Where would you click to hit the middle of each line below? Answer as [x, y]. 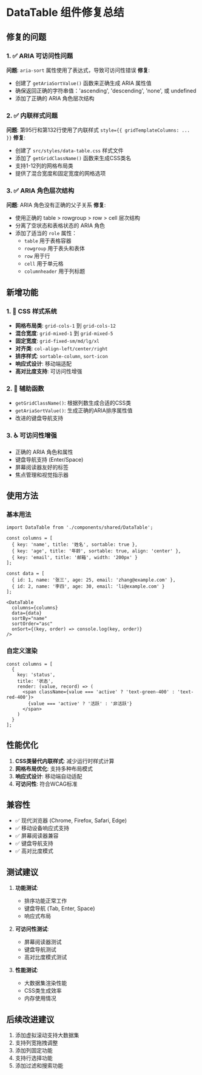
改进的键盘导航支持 [39, 418]
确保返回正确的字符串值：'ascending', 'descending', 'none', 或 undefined [106, 90]
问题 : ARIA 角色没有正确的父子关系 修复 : [56, 205]
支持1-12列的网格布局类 [44, 166]
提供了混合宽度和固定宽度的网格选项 [60, 174]
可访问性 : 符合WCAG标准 [46, 784]
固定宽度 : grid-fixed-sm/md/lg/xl [57, 341]
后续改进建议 [30, 1019]
